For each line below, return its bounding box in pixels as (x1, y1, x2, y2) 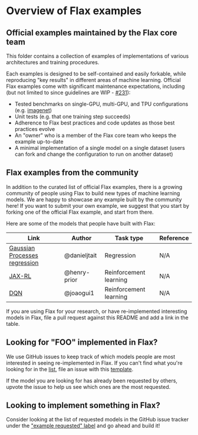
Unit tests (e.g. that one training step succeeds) (14, 113, 131, 120)
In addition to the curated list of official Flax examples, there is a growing (6, 183, 183, 190)
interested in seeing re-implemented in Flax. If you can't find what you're (6, 359, 183, 367)
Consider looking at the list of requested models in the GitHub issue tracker (6, 416, 189, 423)
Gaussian (9, 244, 35, 252)
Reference (159, 234, 189, 242)
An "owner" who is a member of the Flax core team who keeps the (14, 132, 177, 139)
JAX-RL (9, 272, 31, 280)
